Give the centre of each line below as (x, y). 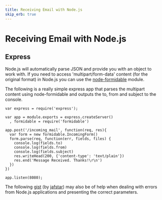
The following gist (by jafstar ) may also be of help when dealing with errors (81, 187)
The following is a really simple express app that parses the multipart (75, 89)
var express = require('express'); (42, 108)
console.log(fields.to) (38, 143)
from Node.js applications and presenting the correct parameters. (72, 192)
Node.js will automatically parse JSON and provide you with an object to (78, 69)
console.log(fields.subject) (44, 152)
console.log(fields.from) (41, 147)
